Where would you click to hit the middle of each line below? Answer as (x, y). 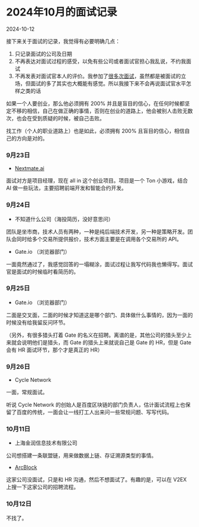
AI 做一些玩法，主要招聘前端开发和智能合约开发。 (67, 188)
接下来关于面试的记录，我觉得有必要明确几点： (63, 41)
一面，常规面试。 (27, 392)
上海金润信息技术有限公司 (46, 443)
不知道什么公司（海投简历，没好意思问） (64, 219)
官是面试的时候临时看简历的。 (42, 272)
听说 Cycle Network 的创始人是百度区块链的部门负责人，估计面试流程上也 (96, 405)
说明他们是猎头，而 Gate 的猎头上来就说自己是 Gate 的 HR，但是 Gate (106, 342)
